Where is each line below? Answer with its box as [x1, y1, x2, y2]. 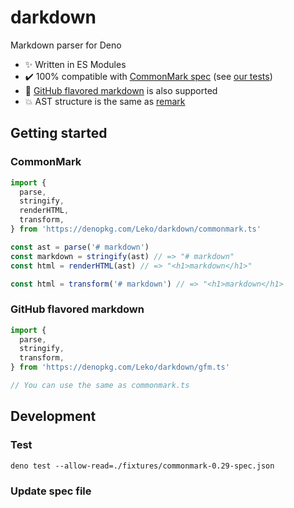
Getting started [10, 125, 108, 142]
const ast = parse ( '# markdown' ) [10, 242, 150, 252]
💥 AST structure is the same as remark [24, 95, 186, 107]
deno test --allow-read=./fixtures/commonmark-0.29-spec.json [10, 461, 275, 471]
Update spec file [10, 484, 92, 498]
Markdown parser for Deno [10, 39, 122, 51]
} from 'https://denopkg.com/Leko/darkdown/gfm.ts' [10, 362, 230, 373]
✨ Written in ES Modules [24, 58, 127, 70]
